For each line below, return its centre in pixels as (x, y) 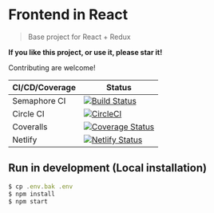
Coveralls (30, 127)
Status (119, 87)
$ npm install (32, 194)
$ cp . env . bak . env (41, 186)
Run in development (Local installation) (108, 168)
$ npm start (28, 201)
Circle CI (28, 113)
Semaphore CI (39, 101)
